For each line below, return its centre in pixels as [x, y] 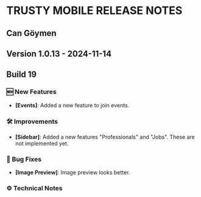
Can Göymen [31, 33]
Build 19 [22, 75]
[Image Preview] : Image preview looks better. [72, 173]
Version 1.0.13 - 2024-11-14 [59, 53]
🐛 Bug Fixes [24, 159]
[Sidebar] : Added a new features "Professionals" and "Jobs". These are [105, 137]
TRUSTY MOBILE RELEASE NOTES [94, 11]
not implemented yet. [42, 143]
